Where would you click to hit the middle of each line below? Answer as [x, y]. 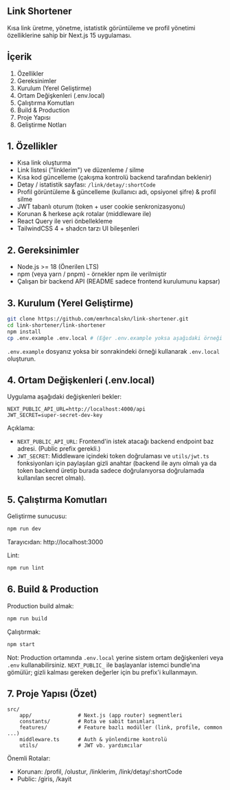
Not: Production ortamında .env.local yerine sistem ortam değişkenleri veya [115, 657]
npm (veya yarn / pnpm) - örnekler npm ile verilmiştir [92, 274]
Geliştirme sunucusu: [37, 516]
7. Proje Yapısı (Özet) [52, 693]
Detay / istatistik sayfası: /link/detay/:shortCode [86, 184]
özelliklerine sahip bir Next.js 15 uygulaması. [69, 35]
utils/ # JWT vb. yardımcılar [81, 746]
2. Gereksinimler [43, 250]
